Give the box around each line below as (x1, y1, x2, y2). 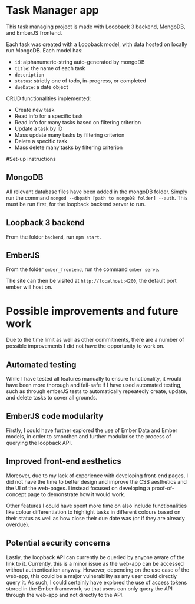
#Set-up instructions (6, 155, 56, 162)
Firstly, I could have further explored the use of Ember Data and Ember (6, 427, 178, 434)
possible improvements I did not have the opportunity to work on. (6, 342, 165, 349)
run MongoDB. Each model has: (6, 47, 84, 54)
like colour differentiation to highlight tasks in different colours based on (6, 508, 181, 516)
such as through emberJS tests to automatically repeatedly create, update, (6, 388, 187, 395)
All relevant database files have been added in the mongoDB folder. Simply (6, 188, 188, 195)
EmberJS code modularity (6, 411, 104, 421)
